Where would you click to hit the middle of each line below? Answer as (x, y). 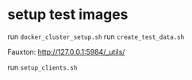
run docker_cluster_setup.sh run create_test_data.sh (96, 36)
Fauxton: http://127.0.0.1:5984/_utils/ (66, 51)
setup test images (68, 15)
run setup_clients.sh (42, 67)
